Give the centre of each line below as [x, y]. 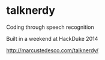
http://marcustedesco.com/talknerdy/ [52, 50]
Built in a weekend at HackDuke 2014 [52, 38]
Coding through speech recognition [50, 27]
